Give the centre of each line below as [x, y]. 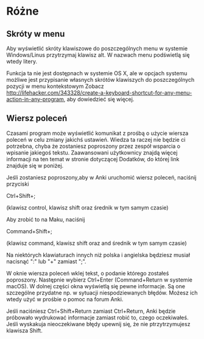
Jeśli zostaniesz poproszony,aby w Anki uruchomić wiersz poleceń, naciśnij [101, 177]
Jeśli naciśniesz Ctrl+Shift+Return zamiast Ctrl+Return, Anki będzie [91, 311]
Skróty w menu [36, 34]
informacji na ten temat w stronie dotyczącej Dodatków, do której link [93, 159]
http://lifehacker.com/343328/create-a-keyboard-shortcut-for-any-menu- [99, 93]
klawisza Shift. [24, 330]
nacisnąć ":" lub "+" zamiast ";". [46, 261]
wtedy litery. [22, 61]
